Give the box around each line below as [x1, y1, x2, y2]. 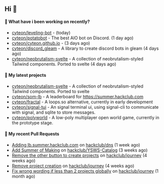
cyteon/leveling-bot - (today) [11, 30, 71, 35]
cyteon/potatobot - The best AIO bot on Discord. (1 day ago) [11, 35, 134, 41]
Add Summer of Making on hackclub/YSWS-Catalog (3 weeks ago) [11, 147, 148, 153]
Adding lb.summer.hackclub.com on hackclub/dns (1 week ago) [11, 142, 140, 148]
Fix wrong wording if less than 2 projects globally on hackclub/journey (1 [11, 168, 159, 174]
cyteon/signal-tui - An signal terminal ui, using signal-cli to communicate [11, 104, 159, 110]
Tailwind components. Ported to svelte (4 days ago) [11, 61, 116, 67]
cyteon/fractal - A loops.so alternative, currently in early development [11, 99, 153, 105]
